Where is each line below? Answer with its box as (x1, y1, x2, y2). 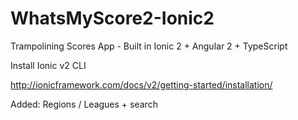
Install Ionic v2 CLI (10, 59, 87, 71)
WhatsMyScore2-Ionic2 (10, 7, 215, 30)
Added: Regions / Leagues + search (10, 98, 158, 110)
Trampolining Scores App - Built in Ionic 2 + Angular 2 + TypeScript (10, 40, 288, 52)
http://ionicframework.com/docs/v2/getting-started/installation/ (10, 78, 273, 91)
